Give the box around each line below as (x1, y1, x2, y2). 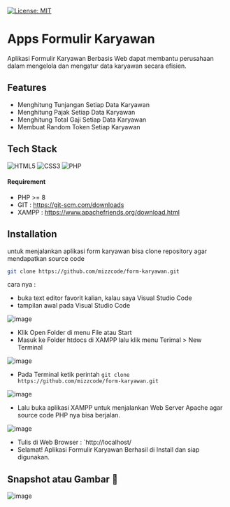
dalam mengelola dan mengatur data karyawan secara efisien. (7, 62, 187, 70)
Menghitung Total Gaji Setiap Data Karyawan (17, 115, 147, 124)
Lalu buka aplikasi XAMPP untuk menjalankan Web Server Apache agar (17, 404, 223, 412)
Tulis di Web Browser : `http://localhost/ (17, 438, 131, 447)
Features (7, 82, 47, 94)
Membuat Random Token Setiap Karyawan (17, 122, 141, 131)
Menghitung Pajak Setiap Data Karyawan (17, 108, 136, 116)
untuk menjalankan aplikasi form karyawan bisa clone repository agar (7, 247, 208, 255)
